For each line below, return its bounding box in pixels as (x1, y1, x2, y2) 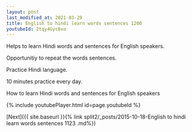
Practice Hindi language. (6, 66, 68, 74)
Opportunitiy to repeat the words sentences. (6, 54, 117, 61)
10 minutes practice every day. (6, 78, 83, 85)
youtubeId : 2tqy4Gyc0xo (6, 26, 67, 32)
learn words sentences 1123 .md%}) (6, 120, 96, 127)
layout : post (6, 9, 39, 15)
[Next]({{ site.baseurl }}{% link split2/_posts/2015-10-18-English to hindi (6, 113, 186, 120)
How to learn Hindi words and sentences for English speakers (6, 89, 161, 97)
